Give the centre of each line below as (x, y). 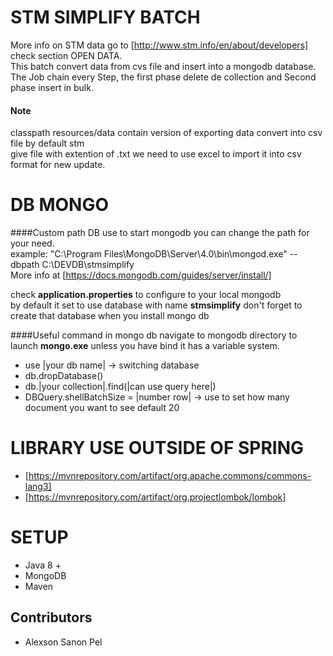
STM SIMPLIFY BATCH (105, 17)
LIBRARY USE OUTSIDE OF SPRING (157, 448)
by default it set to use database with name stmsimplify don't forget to (156, 305)
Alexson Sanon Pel (63, 642)
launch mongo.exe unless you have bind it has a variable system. (145, 346)
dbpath (25, 265)
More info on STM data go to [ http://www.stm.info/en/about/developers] (159, 45)
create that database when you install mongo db (110, 316)
